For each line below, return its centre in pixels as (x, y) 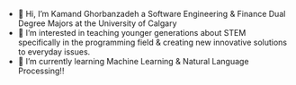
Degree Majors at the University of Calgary (97, 23)
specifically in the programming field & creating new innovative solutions (152, 42)
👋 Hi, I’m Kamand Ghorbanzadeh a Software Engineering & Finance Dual (152, 14)
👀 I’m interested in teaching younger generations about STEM (132, 33)
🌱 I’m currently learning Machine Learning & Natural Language (133, 61)
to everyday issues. (54, 52)
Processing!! (41, 71)
